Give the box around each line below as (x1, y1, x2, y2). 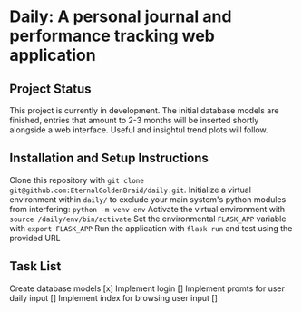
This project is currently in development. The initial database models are (9, 105, 279, 115)
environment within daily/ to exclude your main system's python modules (9, 193, 287, 205)
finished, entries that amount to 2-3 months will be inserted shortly (9, 115, 259, 125)
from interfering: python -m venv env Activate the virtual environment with (9, 203, 286, 214)
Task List (9, 258, 62, 274)
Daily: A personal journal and (9, 6, 232, 27)
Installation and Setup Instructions (9, 151, 209, 166)
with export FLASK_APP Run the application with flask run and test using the (9, 222, 293, 233)
